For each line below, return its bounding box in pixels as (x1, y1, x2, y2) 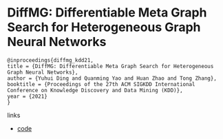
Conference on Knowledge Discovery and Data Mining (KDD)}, (7, 87, 184, 94)
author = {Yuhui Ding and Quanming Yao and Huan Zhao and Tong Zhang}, (7, 74, 217, 82)
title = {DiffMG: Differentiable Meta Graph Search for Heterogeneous (7, 63, 214, 69)
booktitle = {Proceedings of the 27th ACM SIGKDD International (7, 81, 195, 87)
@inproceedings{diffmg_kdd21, (7, 56, 94, 63)
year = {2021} (7, 93, 48, 100)
